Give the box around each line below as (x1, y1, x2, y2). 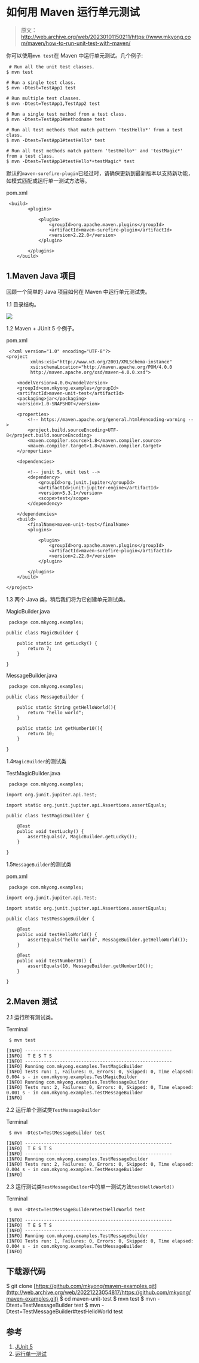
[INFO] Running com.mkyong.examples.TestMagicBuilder (6, 1063, 143, 1069)
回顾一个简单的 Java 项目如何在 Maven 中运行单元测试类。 (6, 288, 151, 295)
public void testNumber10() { (17, 958, 93, 964)
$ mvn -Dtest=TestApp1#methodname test (6, 116, 106, 122)
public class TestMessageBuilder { (6, 916, 95, 922)
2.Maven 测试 (6, 997, 58, 1007)
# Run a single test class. (6, 79, 76, 86)
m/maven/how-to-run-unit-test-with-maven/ (20, 40, 131, 47)
